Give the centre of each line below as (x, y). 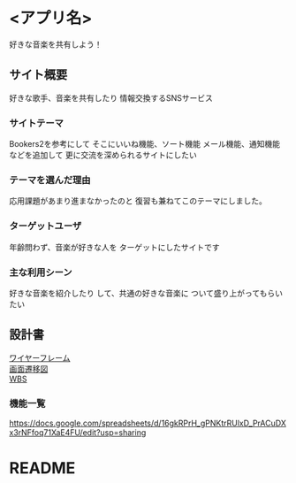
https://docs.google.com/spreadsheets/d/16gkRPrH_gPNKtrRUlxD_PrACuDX (148, 423)
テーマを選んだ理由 (50, 180)
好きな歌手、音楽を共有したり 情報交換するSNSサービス (111, 97)
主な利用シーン (41, 272)
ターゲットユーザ (46, 226)
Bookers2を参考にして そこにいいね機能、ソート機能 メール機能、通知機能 (145, 144)
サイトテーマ (37, 123)
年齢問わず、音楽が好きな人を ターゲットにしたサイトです (114, 247)
